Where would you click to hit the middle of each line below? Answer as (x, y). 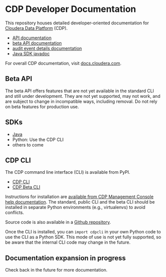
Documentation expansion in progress (66, 258)
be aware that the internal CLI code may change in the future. (68, 242)
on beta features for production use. (42, 106)
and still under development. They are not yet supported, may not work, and (83, 96)
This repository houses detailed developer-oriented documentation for (77, 23)
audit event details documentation (47, 48)
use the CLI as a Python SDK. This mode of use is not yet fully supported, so (83, 237)
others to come (28, 144)
